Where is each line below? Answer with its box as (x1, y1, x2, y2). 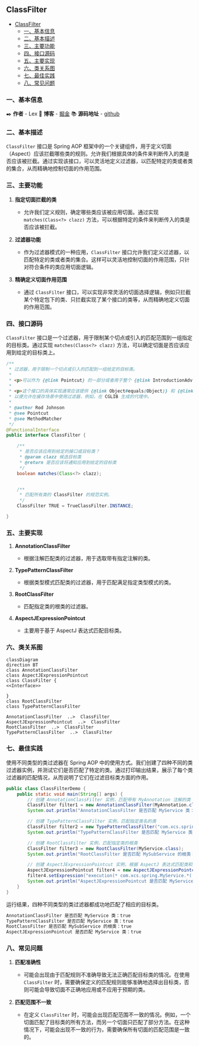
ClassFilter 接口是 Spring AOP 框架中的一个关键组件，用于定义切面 (6, 143, 172, 150)
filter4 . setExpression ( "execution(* (27, 873, 118, 879)
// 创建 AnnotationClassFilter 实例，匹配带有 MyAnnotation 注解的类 (27, 797, 191, 803)
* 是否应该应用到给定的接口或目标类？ (19, 448, 100, 455)
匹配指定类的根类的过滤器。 (23, 603, 92, 610)
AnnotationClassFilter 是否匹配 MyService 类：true (6, 912, 131, 919)
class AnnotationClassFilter (6, 668, 78, 673)
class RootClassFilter (6, 698, 62, 704)
